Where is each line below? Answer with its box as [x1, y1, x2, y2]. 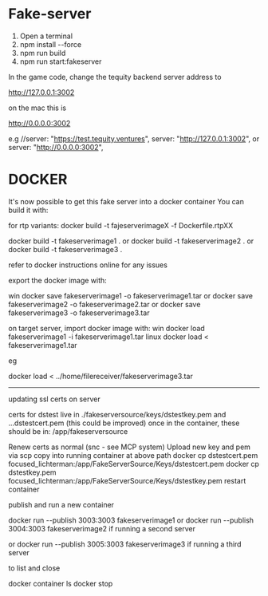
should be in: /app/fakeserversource [8, 426, 128, 436]
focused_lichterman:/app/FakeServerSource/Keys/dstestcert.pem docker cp [8, 459, 259, 468]
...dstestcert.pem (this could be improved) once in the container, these [8, 418, 240, 428]
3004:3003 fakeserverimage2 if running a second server [8, 523, 195, 533]
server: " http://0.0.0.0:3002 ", [8, 142, 104, 152]
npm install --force [19, 39, 82, 49]
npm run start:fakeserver [19, 57, 102, 66]
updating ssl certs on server [8, 394, 101, 404]
